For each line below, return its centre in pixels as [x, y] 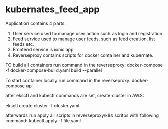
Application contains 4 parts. [36, 23]
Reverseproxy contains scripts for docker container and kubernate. [83, 55]
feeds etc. [23, 44]
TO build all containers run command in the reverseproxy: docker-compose [84, 65]
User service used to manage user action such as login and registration [88, 33]
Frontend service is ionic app [43, 49]
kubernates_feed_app [52, 9]
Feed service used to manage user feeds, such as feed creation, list [84, 39]
